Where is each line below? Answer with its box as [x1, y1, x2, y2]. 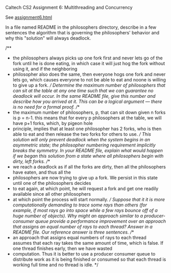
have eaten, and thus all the [12, 169, 71, 175]
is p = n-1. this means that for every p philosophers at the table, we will [12, 115, 162, 121]
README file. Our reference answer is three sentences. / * [12, 229, 134, 235]
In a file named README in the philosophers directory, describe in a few [5, 24, 157, 30]
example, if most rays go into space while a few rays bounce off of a [12, 207, 158, 213]
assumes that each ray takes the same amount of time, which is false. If [12, 240, 163, 246]
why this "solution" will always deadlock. [5, 35, 91, 41]
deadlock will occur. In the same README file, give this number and [12, 93, 156, 99]
